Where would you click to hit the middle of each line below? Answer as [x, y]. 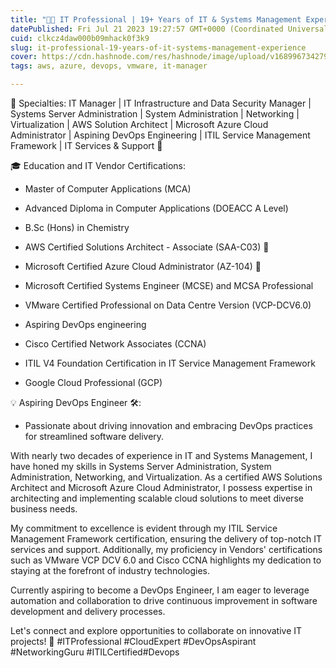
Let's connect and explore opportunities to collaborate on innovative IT [156, 630]
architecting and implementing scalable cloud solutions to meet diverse [157, 498]
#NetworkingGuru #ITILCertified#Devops [95, 652]
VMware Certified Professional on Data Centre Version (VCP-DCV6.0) [168, 305]
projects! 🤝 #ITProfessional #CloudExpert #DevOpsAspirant [133, 641]
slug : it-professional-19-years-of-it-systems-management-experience [158, 47]
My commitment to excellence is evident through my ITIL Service [144, 528]
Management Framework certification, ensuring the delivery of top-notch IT [166, 539]
